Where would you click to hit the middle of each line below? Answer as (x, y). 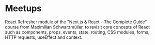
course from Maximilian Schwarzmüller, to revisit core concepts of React (77, 27)
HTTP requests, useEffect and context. (44, 37)
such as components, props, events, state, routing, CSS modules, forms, (77, 32)
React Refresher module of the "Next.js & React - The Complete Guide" (76, 22)
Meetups (23, 8)
